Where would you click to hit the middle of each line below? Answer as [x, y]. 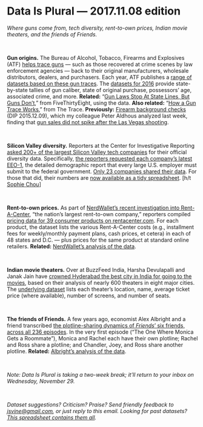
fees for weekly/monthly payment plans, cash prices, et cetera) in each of [99, 233]
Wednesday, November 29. [41, 381]
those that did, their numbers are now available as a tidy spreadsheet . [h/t [99, 177]
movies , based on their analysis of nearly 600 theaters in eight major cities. [101, 282]
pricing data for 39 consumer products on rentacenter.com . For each [93, 220]
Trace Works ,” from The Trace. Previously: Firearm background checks [97, 109]
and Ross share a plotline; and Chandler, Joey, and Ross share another [95, 345]
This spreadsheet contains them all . [52, 417]
